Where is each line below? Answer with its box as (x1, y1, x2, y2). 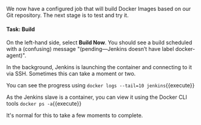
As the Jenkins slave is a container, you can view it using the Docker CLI (6, 93, 187, 101)
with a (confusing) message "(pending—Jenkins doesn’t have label (6, 46, 174, 53)
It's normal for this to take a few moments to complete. (6, 112, 143, 119)
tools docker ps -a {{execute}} (6, 100, 82, 107)
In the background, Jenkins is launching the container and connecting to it (6, 64, 192, 71)
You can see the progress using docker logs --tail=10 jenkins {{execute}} (6, 82, 195, 89)
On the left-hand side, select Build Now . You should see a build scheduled (6, 39, 192, 46)
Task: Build (6, 25, 35, 33)
